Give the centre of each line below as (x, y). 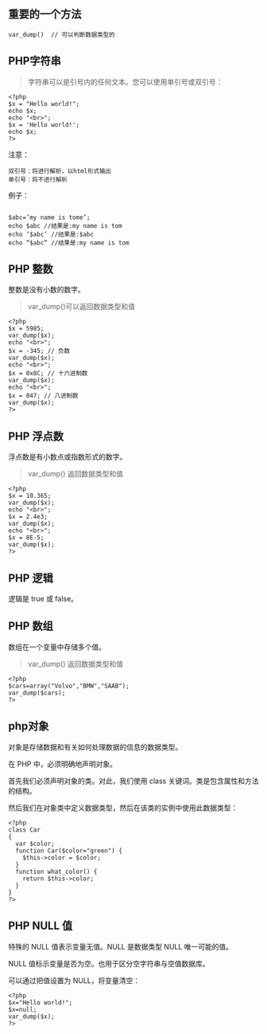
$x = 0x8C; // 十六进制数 (48, 374)
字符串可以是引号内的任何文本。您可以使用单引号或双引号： (125, 81)
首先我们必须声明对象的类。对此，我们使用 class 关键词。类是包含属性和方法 (133, 781)
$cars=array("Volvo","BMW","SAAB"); (69, 686)
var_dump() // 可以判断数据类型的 (62, 34)
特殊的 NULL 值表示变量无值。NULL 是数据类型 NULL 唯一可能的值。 (121, 946)
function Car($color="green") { (69, 851)
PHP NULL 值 (41, 926)
